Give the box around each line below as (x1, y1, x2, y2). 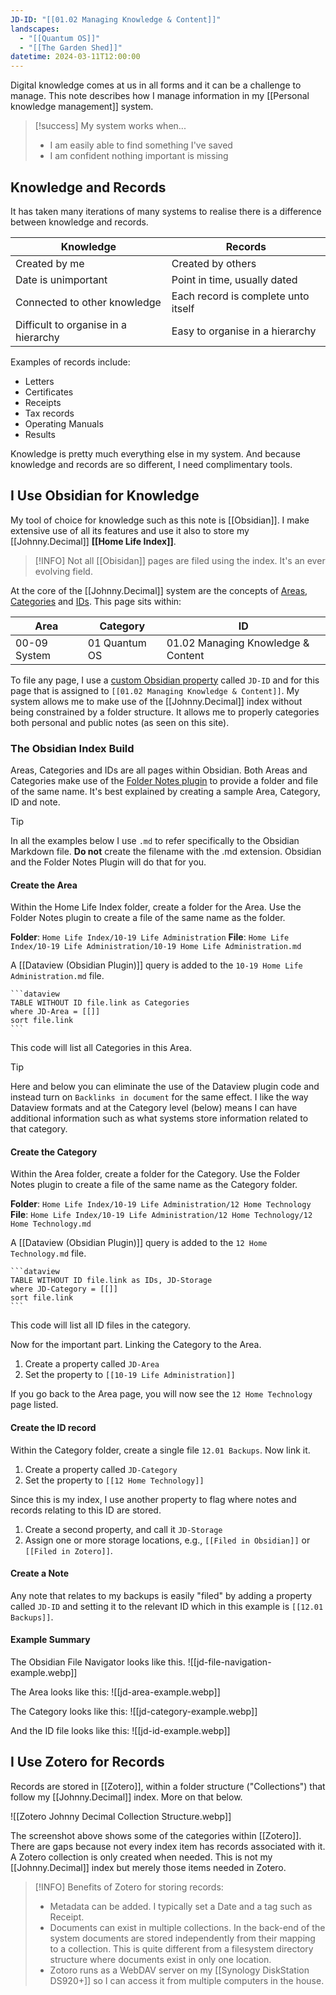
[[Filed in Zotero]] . (24, 1544, 113, 1556)
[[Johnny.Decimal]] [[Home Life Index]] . (10, 535, 177, 547)
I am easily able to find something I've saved (49, 139, 233, 151)
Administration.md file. (10, 970, 105, 982)
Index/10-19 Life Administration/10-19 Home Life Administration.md (10, 942, 302, 952)
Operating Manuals (24, 417, 104, 430)
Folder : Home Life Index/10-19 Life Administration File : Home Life (10, 931, 290, 943)
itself (171, 301, 195, 315)
